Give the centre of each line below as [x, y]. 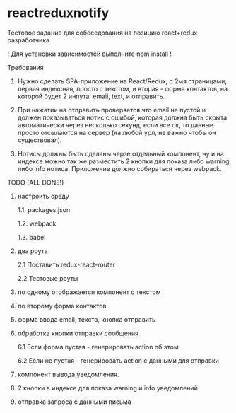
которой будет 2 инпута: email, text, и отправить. [91, 96]
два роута [33, 251]
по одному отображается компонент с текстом [89, 292]
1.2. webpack [37, 223]
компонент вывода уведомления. [68, 374]
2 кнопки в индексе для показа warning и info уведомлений [107, 388]
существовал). [40, 140]
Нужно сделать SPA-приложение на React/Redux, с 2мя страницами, [122, 81]
